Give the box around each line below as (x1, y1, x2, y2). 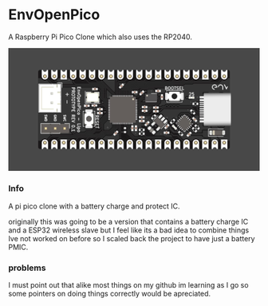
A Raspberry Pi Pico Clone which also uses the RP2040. (8, 32, 193, 42)
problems (8, 262, 46, 273)
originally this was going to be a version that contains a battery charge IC (8, 217, 249, 226)
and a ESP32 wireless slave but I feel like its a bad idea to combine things (8, 225, 250, 235)
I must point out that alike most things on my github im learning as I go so (8, 280, 249, 290)
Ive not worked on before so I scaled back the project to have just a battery (8, 233, 255, 243)
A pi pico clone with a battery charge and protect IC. (8, 201, 181, 211)
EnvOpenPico (8, 6, 100, 24)
